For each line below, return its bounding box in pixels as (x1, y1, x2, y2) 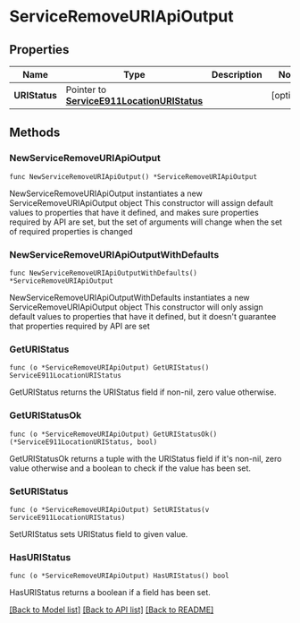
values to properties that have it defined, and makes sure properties (9, 207, 259, 218)
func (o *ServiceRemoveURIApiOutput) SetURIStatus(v (9, 505, 210, 514)
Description (211, 69, 262, 81)
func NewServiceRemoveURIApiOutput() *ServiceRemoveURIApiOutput (9, 172, 257, 181)
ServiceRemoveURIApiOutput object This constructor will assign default (9, 197, 274, 208)
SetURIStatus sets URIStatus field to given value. (9, 528, 188, 539)
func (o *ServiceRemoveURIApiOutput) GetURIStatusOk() (9, 430, 218, 439)
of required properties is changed (9, 226, 133, 236)
